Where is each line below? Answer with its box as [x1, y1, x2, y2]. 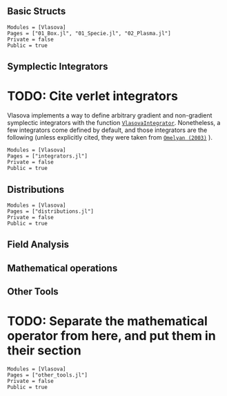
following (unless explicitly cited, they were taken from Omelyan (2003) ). [7, 133, 213, 142]
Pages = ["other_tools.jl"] [7, 372, 88, 379]
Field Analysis [7, 238, 70, 251]
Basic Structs [7, 6, 66, 17]
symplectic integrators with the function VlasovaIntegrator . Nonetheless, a [7, 119, 221, 127]
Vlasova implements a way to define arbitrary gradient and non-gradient [7, 111, 213, 120]
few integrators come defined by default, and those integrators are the [7, 126, 208, 134]
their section [7, 343, 81, 359]
